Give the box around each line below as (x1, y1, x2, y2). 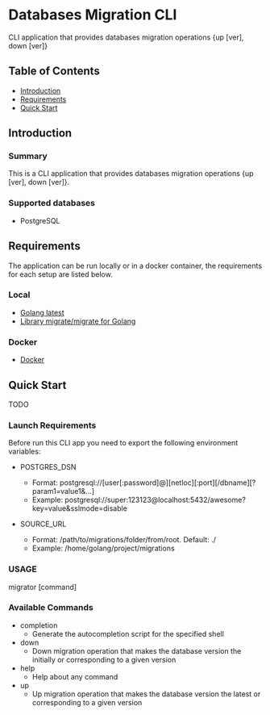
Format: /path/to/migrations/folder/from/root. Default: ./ (31, 535, 216, 545)
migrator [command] (8, 582, 77, 592)
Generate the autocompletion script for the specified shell (31, 629, 224, 638)
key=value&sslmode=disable (31, 504, 127, 513)
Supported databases (8, 198, 95, 209)
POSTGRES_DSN (19, 462, 77, 472)
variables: (8, 446, 41, 457)
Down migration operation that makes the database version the (31, 646, 242, 655)
